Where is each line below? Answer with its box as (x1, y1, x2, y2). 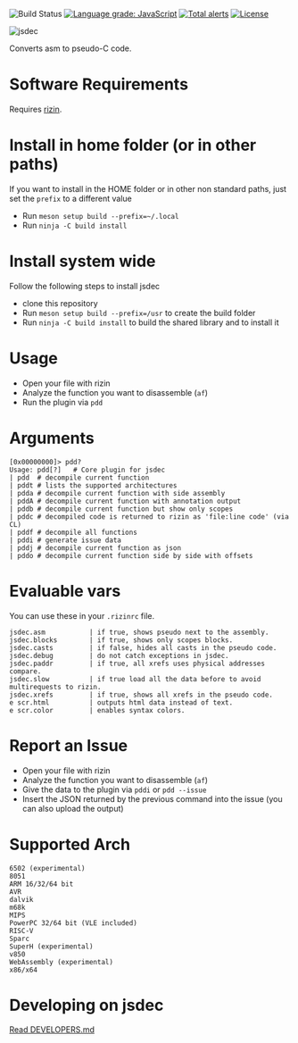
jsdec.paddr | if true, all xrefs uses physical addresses (9, 659, 266, 668)
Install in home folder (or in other (9, 135, 257, 155)
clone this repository (21, 297, 98, 308)
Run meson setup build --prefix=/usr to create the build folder (21, 307, 256, 318)
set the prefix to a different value (9, 193, 132, 204)
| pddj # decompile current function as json (9, 543, 181, 553)
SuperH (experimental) (9, 942, 94, 951)
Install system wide (9, 251, 156, 271)
